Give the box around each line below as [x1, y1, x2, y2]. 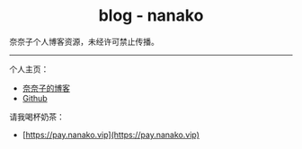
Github [22, 92, 48, 103]
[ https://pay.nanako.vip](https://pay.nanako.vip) [22, 129, 200, 140]
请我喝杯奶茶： [9, 111, 65, 122]
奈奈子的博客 [22, 83, 70, 93]
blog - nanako [98, 5, 204, 26]
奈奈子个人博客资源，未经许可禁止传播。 [9, 36, 159, 47]
